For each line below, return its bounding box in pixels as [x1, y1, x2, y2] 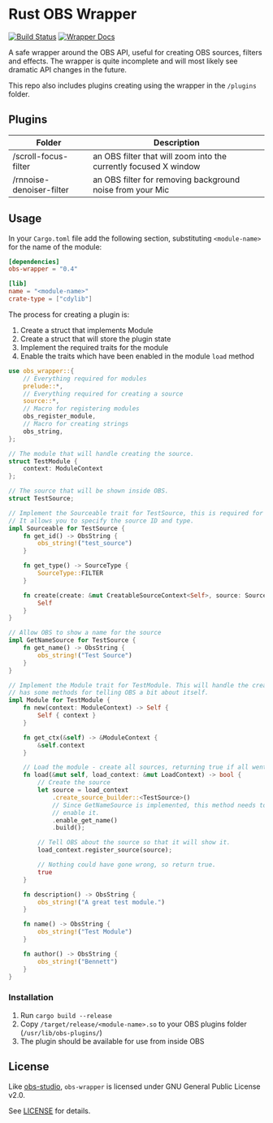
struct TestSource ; [8, 495, 75, 503]
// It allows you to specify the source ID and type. [8, 517, 195, 525]
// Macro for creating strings [23, 420, 129, 428]
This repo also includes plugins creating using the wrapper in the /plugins [8, 80, 258, 90]
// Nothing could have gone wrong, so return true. [37, 861, 217, 869]
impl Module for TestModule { [8, 696, 111, 705]
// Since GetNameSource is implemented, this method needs [51, 801, 256, 809]
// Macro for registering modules [23, 405, 140, 413]
